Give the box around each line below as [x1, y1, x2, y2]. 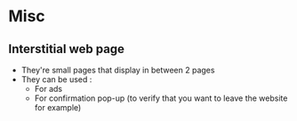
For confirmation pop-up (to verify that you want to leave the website [34, 93, 288, 103]
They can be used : [20, 74, 92, 85]
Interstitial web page [8, 42, 125, 57]
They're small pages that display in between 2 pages [20, 64, 215, 75]
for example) [34, 102, 82, 112]
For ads [34, 84, 63, 94]
